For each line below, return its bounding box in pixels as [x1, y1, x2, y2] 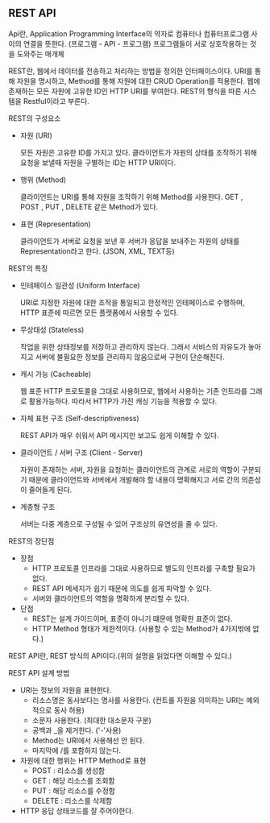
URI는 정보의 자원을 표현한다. [19, 684, 112, 695]
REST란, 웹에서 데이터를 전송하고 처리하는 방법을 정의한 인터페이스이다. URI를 [8, 66, 253, 76]
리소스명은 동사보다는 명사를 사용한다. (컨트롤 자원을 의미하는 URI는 [31, 695, 245, 705]
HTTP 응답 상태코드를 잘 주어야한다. [19, 805, 135, 816]
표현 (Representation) [19, 219, 91, 229]
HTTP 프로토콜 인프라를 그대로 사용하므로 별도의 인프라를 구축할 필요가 [31, 563, 256, 573]
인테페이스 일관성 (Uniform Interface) [19, 280, 140, 290]
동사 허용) [53, 705, 85, 715]
